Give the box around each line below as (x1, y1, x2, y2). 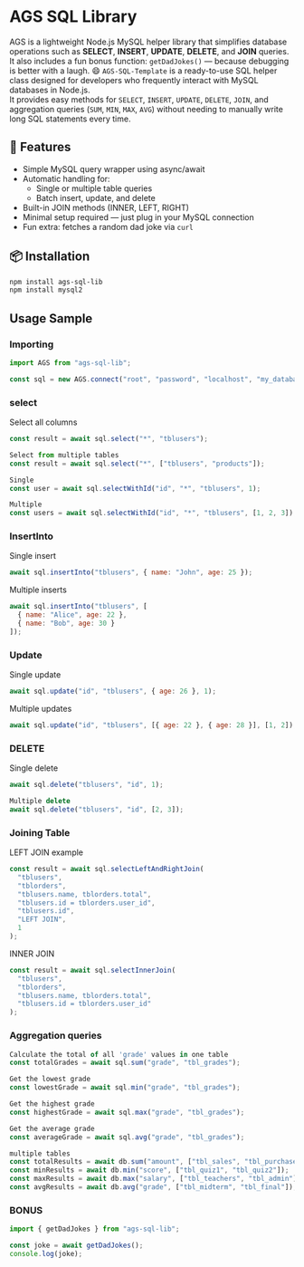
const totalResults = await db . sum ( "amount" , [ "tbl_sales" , (9, 1157, 242, 1166)
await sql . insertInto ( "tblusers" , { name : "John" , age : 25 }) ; (9, 568, 253, 577)
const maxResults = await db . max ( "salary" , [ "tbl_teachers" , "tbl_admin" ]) (9, 1175, 301, 1184)
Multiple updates (9, 704, 72, 715)
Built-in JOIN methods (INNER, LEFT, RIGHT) (22, 202, 190, 213)
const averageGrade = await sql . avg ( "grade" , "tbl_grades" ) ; (9, 1132, 245, 1142)
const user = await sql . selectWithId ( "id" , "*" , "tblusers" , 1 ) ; (9, 484, 261, 493)
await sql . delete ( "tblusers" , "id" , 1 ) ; (9, 781, 165, 790)
